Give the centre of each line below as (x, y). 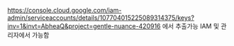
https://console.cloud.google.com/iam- (65, 10)
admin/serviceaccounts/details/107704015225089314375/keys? (101, 18)
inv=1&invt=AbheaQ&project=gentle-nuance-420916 (84, 26)
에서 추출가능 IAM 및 (191, 26)
